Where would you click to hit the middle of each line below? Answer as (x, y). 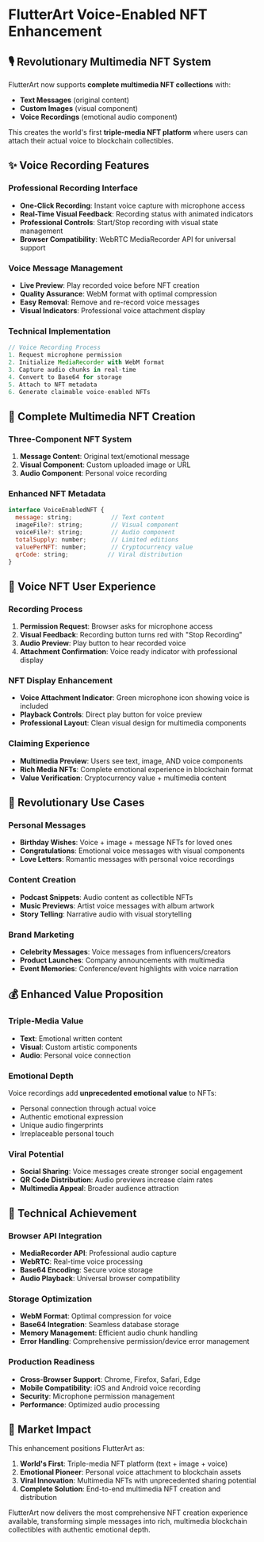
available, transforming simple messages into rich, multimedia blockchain (128, 1521)
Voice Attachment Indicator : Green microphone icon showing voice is (134, 698)
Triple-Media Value (46, 1021)
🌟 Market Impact (50, 1429)
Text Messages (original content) (74, 100)
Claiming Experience (49, 744)
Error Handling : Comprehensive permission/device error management (134, 1341)
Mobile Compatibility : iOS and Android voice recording (110, 1387)
